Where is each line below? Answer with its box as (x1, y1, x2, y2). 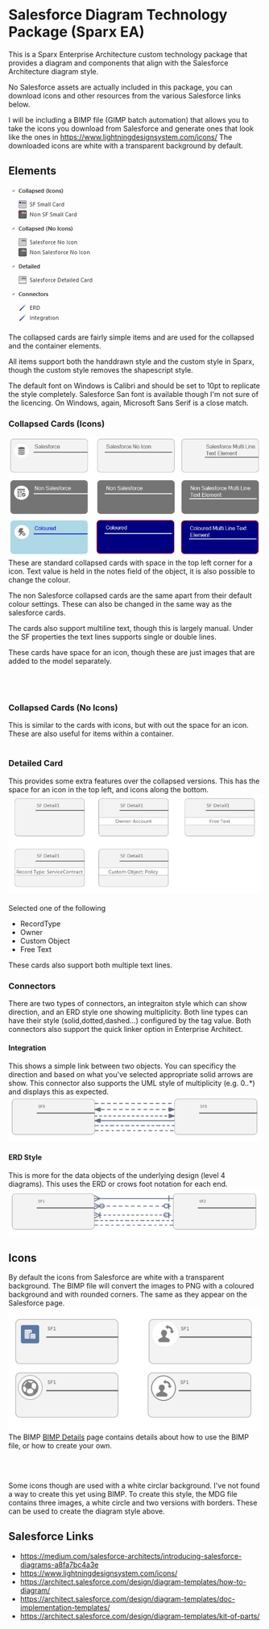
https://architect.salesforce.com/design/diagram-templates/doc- (19, 1593, 236, 1603)
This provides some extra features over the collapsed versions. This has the (8, 776, 260, 786)
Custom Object (19, 936, 71, 946)
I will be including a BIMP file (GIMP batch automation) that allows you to (8, 115, 250, 124)
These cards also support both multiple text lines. (8, 960, 173, 970)
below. (8, 99, 31, 109)
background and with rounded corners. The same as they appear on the (8, 1289, 248, 1300)
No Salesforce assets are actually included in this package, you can (8, 82, 233, 92)
